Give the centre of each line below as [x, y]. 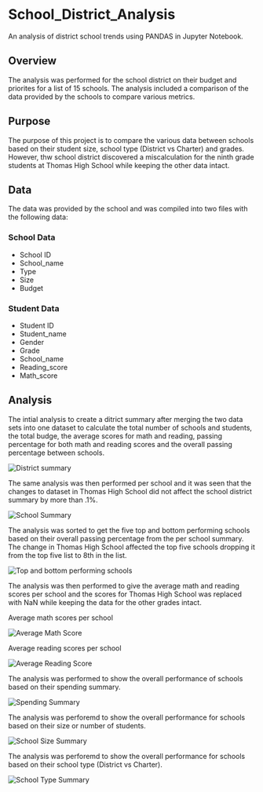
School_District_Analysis [92, 15]
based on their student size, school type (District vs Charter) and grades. [126, 148]
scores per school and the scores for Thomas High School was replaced [125, 594]
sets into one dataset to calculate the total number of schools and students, [130, 427]
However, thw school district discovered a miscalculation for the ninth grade [131, 157]
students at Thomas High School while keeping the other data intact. [119, 165]
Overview [33, 61]
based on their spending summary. [64, 687]
